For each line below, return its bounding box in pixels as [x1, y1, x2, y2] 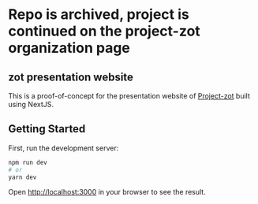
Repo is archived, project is [8, 6, 189, 24]
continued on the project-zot [8, 22, 201, 40]
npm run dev [8, 158, 47, 166]
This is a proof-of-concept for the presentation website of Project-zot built [8, 91, 251, 100]
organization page [8, 39, 130, 57]
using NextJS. [8, 100, 54, 109]
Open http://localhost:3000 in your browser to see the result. [8, 187, 207, 197]
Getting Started [8, 122, 86, 135]
